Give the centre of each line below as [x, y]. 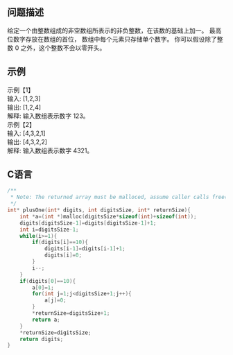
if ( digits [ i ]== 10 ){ [60, 242]
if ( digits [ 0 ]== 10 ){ [48, 281]
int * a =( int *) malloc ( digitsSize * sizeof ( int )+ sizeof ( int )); [108, 216]
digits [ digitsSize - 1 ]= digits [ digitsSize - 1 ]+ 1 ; [88, 223]
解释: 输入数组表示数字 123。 [48, 116]
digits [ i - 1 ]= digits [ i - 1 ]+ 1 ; [85, 249]
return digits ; [42, 339]
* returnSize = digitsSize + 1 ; [71, 313]
